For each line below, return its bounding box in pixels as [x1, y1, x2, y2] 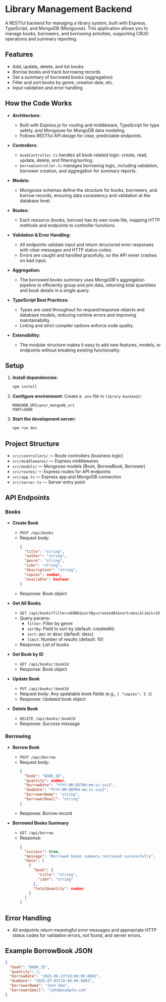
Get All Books [12, 600, 41, 606]
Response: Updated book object [19, 696, 86, 702]
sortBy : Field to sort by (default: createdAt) [27, 626, 115, 631]
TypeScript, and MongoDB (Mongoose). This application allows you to [5, 25, 149, 31]
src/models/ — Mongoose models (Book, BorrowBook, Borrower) [12, 463, 146, 469]
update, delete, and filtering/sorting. [19, 157, 94, 163]
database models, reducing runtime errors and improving [19, 312, 136, 318]
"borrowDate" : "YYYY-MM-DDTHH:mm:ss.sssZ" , [24, 783, 115, 788]
